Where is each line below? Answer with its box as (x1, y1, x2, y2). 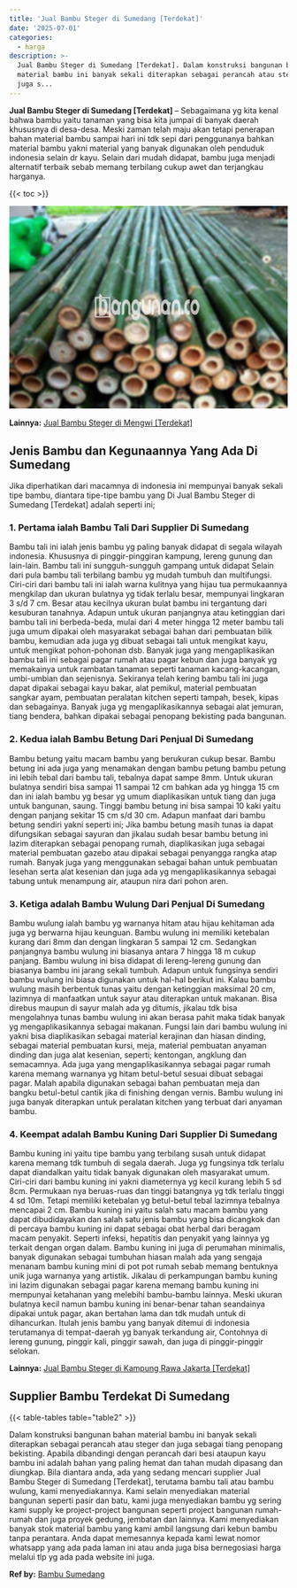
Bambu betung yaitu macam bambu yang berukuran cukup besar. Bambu (9, 753, 276, 763)
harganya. (9, 171, 46, 182)
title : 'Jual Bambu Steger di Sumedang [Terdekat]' (9, 14, 203, 23)
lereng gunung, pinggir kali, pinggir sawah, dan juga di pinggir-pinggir (9, 1336, 263, 1347)
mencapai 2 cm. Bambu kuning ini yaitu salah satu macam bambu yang (9, 1205, 268, 1215)
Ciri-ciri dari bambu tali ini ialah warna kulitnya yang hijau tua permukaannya (9, 579, 287, 590)
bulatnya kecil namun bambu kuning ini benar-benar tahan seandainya (9, 1298, 265, 1310)
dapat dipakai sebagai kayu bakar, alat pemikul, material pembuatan (9, 683, 257, 693)
